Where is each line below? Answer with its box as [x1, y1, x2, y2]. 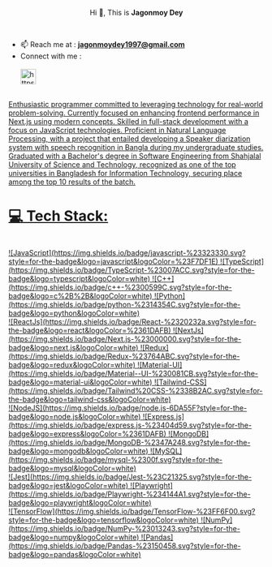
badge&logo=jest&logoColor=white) [8, 480, 128, 490]
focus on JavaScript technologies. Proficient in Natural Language [8, 126, 227, 135]
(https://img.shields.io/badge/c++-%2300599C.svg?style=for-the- [8, 282, 233, 292]
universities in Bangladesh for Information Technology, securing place [8, 169, 243, 178]
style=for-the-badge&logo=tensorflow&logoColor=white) [8, 515, 199, 525]
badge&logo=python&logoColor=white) [8, 308, 140, 318]
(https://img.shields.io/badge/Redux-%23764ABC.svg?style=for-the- [8, 351, 240, 361]
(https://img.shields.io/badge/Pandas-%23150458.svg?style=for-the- [8, 540, 241, 551]
